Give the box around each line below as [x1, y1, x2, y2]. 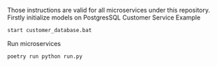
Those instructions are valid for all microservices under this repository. [7, 6, 211, 14]
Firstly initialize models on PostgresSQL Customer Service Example [7, 13, 201, 22]
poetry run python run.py [7, 52, 82, 60]
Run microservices [7, 39, 61, 47]
